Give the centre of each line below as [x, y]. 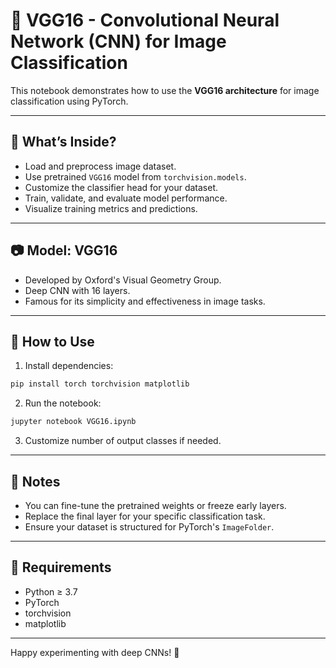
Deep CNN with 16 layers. [77, 290]
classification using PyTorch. [69, 101]
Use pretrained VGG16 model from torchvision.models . [135, 176]
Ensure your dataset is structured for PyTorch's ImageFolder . [149, 526]
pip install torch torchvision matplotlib [100, 384]
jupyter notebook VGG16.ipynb [73, 422]
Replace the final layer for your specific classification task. [145, 516]
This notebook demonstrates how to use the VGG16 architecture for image [165, 90]
